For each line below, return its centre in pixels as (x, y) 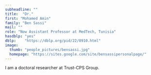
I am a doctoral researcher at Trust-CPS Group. (52, 68)
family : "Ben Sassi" (26, 23)
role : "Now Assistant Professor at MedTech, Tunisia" (61, 32)
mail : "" (14, 27)
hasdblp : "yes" (20, 37)
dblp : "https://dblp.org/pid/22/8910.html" (53, 41)
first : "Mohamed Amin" (28, 18)
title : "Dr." (19, 14)
